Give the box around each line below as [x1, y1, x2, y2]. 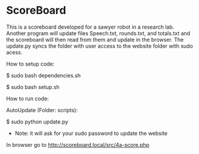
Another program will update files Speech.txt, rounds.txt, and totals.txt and [6, 29, 191, 36]
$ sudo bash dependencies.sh [6, 72, 81, 79]
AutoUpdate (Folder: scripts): [6, 106, 78, 113]
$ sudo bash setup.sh [6, 83, 60, 90]
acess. [6, 48, 23, 56]
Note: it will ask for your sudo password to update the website [14, 130, 168, 137]
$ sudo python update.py [6, 118, 69, 125]
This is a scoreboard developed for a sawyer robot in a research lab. [6, 23, 174, 30]
